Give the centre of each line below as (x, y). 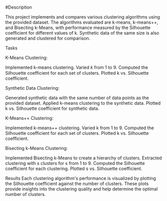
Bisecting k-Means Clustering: (36, 148)
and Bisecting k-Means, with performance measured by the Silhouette (78, 28)
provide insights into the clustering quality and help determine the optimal (81, 189)
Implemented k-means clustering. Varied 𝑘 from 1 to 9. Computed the (77, 67)
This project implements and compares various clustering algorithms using (82, 17)
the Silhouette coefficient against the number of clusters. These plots (77, 183)
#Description (19, 7)
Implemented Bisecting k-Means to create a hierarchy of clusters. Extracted (83, 158)
